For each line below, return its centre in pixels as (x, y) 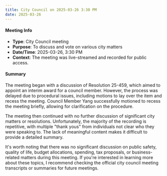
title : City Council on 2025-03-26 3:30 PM (51, 10)
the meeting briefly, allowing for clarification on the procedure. (69, 106)
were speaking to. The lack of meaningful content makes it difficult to (77, 132)
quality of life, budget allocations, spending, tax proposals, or (68, 152)
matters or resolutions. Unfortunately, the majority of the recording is (76, 121)
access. (20, 62)
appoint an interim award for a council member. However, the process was (82, 90)
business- (142, 152)
